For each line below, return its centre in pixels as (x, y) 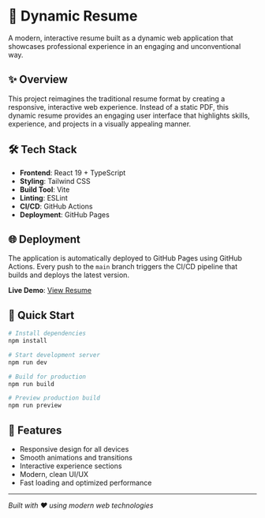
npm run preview (35, 406)
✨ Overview (38, 79)
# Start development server (54, 355)
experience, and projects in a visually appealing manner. (100, 124)
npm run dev (28, 362)
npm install (28, 341)
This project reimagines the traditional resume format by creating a (117, 99)
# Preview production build (54, 398)
